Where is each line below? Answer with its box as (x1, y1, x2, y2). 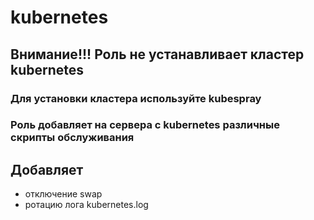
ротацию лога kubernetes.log (24, 199, 149, 211)
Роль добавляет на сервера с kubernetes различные (10, 118, 280, 132)
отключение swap (24, 188, 103, 200)
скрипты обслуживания (10, 131, 135, 145)
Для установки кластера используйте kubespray (10, 91, 262, 105)
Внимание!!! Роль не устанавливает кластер (10, 46, 305, 63)
